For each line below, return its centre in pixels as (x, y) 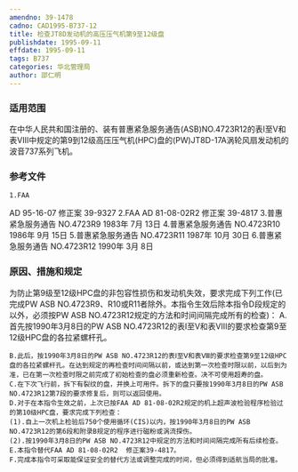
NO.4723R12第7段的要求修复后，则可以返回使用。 (88, 393)
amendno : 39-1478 (41, 17)
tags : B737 (29, 59)
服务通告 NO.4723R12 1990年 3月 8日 (85, 246)
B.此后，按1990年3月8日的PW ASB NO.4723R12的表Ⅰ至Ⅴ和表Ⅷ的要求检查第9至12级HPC (148, 356)
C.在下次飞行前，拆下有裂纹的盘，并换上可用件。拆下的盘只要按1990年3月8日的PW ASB (146, 384)
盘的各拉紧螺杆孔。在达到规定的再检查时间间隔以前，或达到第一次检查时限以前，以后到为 (148, 365)
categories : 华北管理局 (50, 68)
